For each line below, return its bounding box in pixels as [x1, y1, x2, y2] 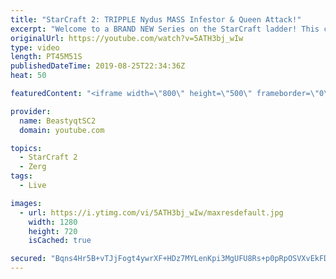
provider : [10, 106, 52, 116]
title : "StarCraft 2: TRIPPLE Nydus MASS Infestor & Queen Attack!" [10, 14, 302, 25]
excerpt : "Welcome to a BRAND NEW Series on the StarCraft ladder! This [10, 24, 320, 34]
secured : [10, 254, 47, 264]
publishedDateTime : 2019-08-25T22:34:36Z [10, 61, 186, 71]
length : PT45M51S [10, 52, 83, 62]
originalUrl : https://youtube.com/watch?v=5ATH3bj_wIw [10, 33, 244, 43]
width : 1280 [28, 217, 78, 227]
